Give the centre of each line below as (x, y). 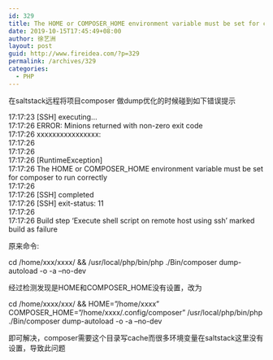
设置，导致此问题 (37, 348)
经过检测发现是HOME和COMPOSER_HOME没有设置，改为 (105, 287)
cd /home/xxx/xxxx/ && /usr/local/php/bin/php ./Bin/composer (113, 262)
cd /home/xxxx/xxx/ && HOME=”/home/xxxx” (84, 304)
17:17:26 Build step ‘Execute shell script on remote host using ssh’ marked (132, 220)
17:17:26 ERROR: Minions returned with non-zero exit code (106, 125)
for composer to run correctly (58, 177)
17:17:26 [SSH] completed (51, 194)
